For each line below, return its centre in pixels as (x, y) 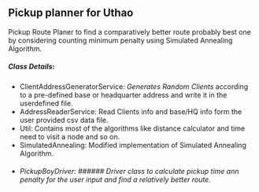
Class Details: (31, 67)
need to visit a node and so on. (70, 136)
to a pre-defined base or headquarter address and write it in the (123, 94)
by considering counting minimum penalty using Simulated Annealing (120, 40)
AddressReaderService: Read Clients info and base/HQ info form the (131, 111)
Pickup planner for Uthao (71, 13)
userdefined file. (46, 103)
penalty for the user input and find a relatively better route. (115, 179)
